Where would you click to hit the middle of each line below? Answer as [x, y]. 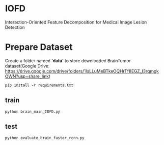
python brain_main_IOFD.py [33, 111]
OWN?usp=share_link [27, 76]
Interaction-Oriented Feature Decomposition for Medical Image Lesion [76, 22]
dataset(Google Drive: [27, 66]
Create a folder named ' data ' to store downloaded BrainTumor [68, 60]
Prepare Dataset [39, 47]
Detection [15, 27]
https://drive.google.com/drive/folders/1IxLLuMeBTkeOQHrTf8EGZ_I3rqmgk [82, 71]
